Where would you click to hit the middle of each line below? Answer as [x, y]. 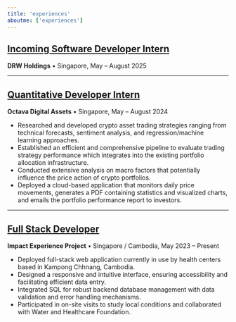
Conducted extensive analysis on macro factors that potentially [109, 171]
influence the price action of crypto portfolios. [84, 178]
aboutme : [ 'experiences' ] [45, 20]
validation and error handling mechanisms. [79, 297]
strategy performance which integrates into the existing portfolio [111, 155]
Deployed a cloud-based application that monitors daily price [106, 185]
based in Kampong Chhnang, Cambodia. [76, 267]
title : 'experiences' [39, 14]
